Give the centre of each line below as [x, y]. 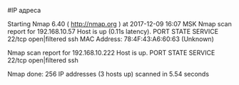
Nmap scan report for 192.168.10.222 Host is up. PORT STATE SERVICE [111, 53]
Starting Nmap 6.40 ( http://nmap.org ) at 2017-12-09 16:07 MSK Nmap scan [119, 24]
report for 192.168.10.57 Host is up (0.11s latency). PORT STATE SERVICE [113, 32]
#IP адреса [24, 10]
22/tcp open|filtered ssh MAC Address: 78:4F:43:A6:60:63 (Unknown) [111, 39]
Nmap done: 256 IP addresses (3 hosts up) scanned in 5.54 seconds [108, 74]
